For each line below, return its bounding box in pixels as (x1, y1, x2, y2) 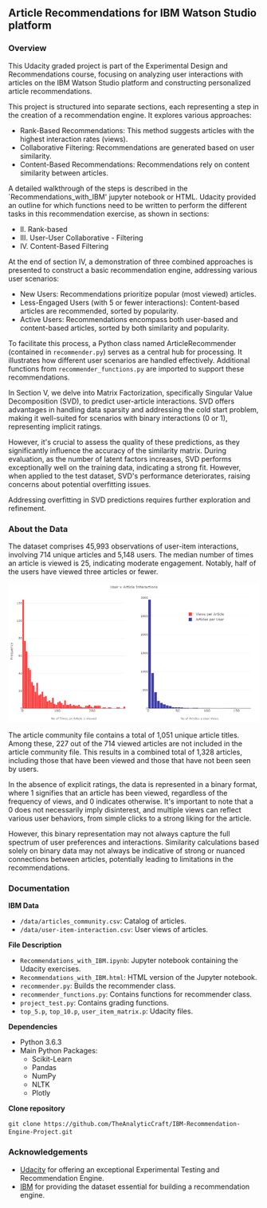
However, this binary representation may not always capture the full (8, 828, 230, 838)
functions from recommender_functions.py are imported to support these (8, 364, 245, 373)
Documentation (8, 883, 70, 894)
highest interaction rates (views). (19, 134, 128, 144)
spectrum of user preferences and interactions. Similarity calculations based (8, 837, 260, 847)
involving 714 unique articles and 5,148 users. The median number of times (8, 549, 253, 559)
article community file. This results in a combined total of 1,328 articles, (8, 747, 243, 757)
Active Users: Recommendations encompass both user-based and (19, 314, 238, 324)
